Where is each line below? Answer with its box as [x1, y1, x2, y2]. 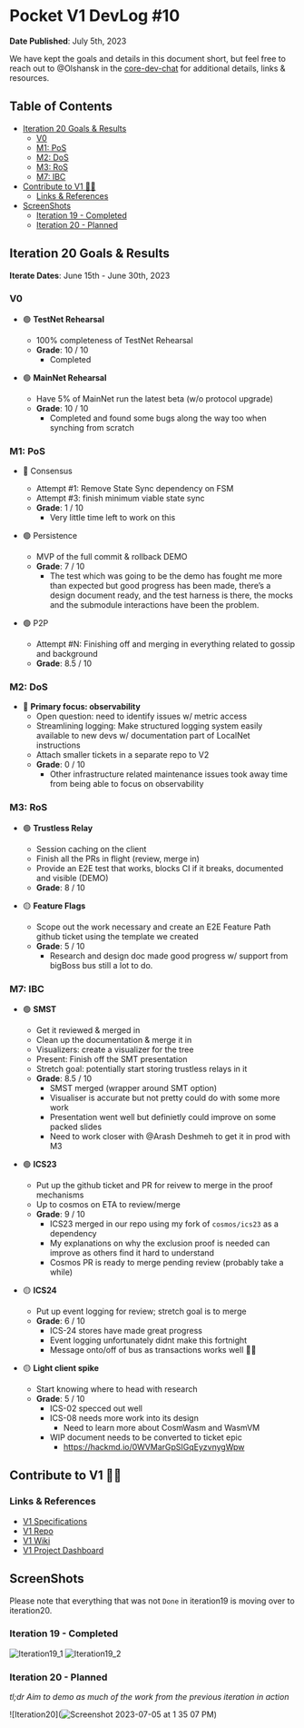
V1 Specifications [22, 1515, 88, 1526]
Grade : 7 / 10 [35, 561, 85, 572]
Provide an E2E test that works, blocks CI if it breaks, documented [35, 862, 284, 873]
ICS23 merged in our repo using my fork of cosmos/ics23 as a [49, 1218, 279, 1229]
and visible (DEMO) [35, 872, 109, 883]
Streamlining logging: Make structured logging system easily [35, 720, 263, 731]
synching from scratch [49, 422, 134, 432]
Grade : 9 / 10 [35, 1209, 86, 1220]
